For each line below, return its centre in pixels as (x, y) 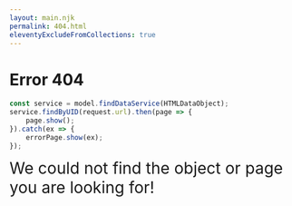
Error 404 (47, 79)
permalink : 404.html (49, 26)
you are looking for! (82, 187)
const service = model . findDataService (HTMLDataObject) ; (119, 104)
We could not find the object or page (146, 168)
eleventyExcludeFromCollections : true (83, 34)
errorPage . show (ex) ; (64, 137)
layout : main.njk (42, 18)
